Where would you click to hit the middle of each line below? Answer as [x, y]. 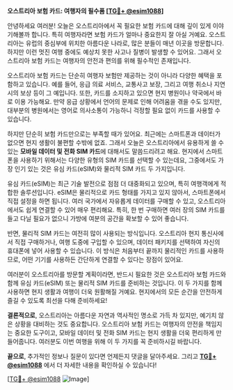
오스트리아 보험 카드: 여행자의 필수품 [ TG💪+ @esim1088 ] [86, 11]
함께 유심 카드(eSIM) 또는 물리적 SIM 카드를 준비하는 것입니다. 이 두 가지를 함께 [115, 283]
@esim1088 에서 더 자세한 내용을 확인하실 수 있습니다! [82, 365]
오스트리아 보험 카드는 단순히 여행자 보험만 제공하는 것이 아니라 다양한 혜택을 [111, 75]
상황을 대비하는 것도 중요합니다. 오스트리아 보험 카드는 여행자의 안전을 [109, 324]
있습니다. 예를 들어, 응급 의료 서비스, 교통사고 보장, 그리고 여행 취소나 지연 [126, 84]
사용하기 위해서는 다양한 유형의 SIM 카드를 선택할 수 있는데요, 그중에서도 [118, 160]
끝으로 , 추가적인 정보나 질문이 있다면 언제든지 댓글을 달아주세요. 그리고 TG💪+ [112, 356]
